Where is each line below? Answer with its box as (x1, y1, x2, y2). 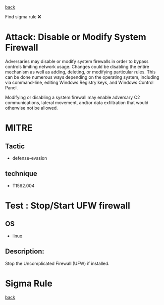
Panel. (5, 84, 18, 91)
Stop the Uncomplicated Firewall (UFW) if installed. (5, 260, 109, 266)
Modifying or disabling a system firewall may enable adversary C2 (5, 94, 140, 100)
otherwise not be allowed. (5, 105, 58, 111)
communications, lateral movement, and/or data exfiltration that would (5, 99, 149, 106)
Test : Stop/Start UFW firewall (5, 200, 130, 211)
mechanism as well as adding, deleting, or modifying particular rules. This (5, 69, 156, 75)
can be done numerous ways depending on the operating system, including (5, 74, 160, 80)
